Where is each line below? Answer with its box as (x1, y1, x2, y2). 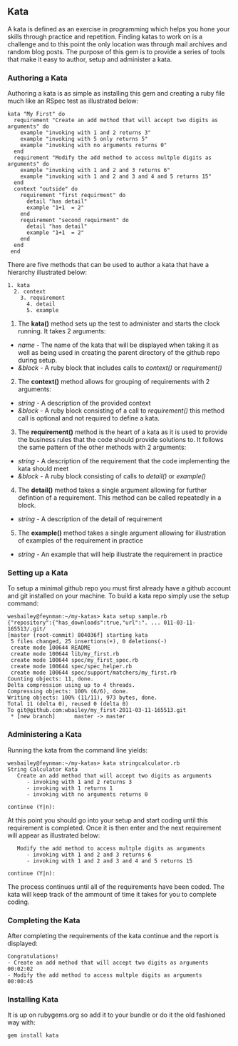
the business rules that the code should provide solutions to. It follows (17, 436, 224, 444)
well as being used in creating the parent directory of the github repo (17, 348, 220, 357)
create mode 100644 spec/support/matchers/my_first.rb (10, 669, 177, 677)
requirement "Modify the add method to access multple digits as (14, 154, 212, 161)
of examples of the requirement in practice (17, 536, 144, 545)
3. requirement (20, 294, 66, 302)
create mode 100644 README (10, 644, 91, 652)
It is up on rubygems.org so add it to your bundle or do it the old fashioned (7, 1010, 226, 1020)
